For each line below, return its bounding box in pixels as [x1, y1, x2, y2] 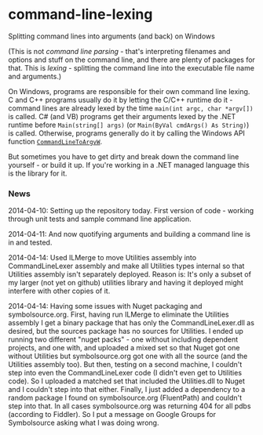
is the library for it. [8, 169, 68, 178]
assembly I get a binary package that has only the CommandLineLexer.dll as [8, 318, 255, 328]
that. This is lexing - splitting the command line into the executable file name [8, 63, 255, 72]
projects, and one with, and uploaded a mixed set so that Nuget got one [8, 343, 240, 353]
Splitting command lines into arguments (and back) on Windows [8, 31, 216, 41]
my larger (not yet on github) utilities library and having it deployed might [8, 278, 243, 288]
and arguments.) [8, 71, 62, 81]
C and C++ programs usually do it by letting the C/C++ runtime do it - [8, 95, 233, 104]
